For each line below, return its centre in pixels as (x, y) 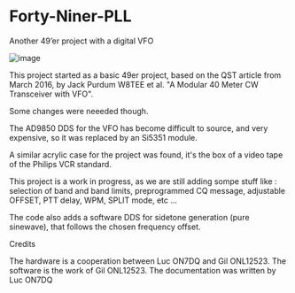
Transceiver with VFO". (51, 94)
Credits (23, 243)
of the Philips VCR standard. (61, 164)
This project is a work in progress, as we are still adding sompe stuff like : (143, 181)
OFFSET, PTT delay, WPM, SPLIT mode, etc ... (93, 200)
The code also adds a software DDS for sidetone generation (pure (129, 217)
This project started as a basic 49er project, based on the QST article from (145, 75)
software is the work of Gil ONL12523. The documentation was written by (143, 270)
